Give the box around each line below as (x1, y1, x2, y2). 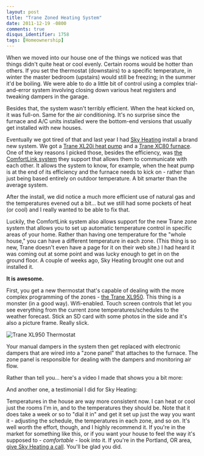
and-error (6, 87, 31, 93)
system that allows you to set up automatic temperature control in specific (6, 224, 192, 232)
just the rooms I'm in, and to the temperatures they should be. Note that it (6, 404, 191, 411)
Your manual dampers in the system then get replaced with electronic (6, 343, 181, 350)
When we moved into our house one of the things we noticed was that (6, 54, 183, 61)
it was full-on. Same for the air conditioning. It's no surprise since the (6, 111, 180, 118)
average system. (6, 181, 48, 188)
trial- (185, 80, 198, 87)
